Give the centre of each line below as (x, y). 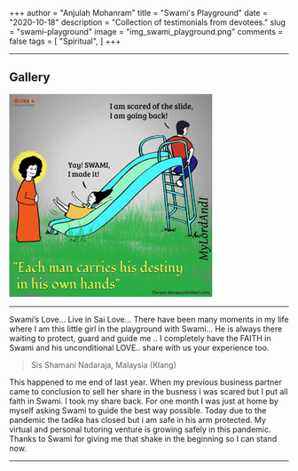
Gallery (30, 78)
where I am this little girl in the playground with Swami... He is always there (146, 329)
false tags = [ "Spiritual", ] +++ (65, 41)
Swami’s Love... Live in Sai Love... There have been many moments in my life (149, 319)
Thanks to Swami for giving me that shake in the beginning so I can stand (143, 438)
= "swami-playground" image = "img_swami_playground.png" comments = (146, 32)
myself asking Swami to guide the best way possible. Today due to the (138, 410)
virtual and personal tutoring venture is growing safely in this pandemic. (141, 429)
